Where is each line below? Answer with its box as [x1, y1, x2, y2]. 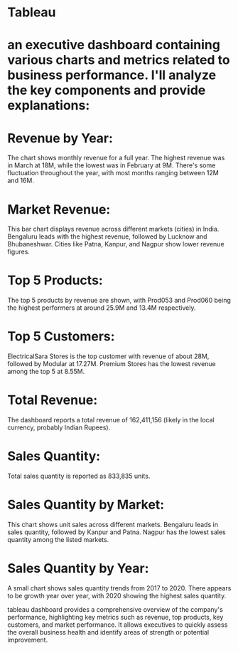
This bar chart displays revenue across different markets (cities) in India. [7, 225, 220, 234]
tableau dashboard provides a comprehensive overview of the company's [7, 605, 224, 613]
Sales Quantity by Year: [7, 561, 149, 577]
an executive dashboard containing [7, 37, 220, 53]
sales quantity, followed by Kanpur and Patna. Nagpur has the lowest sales [7, 528, 226, 536]
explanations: [7, 98, 90, 114]
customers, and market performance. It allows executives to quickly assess [7, 620, 228, 629]
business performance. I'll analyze [7, 67, 217, 83]
